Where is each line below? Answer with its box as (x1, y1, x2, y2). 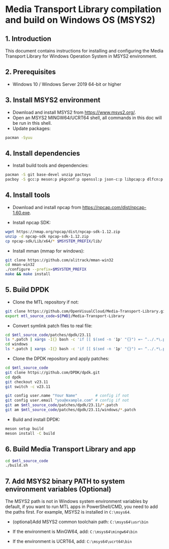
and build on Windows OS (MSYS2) (5, 14, 155, 26)
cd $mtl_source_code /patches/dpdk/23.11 (5, 332, 92, 337)
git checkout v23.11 (5, 379, 49, 384)
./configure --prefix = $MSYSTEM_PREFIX (5, 267, 87, 272)
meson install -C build (5, 431, 55, 436)
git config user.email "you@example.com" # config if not (5, 398, 129, 403)
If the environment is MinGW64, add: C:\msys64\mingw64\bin (12, 529, 137, 535)
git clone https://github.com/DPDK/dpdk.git (5, 370, 100, 375)
